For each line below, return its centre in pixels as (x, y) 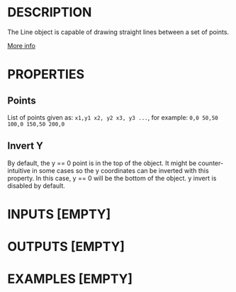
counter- (211, 163)
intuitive (19, 170)
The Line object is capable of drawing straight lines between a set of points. (118, 32)
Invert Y (26, 146)
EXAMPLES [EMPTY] (70, 279)
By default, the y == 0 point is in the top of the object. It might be (102, 163)
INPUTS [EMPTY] (59, 214)
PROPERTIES (46, 74)
